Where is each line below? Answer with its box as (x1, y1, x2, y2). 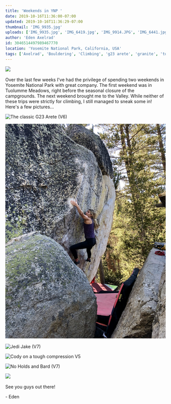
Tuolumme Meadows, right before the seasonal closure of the (5, 87, 135, 93)
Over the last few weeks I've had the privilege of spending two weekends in (5, 77, 164, 83)
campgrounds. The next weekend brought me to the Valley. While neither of (5, 92, 164, 99)
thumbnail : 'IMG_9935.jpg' (5, 25, 63, 30)
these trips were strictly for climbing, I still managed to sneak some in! (5, 98, 152, 104)
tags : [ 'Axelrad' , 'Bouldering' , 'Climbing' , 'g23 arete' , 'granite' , (5, 51, 158, 56)
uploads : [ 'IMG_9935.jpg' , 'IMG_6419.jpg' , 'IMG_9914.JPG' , (5, 30, 136, 35)
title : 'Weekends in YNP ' (5, 8, 63, 13)
